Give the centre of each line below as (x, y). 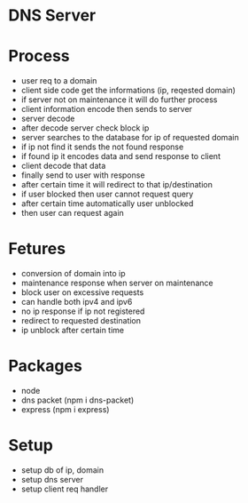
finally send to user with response (83, 175)
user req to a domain (59, 81)
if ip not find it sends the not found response (102, 147)
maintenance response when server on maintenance (117, 283)
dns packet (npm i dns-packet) (77, 400)
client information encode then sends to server (106, 109)
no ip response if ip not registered (83, 311)
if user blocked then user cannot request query (107, 194)
